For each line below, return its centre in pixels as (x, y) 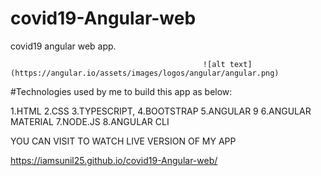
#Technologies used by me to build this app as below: (121, 91)
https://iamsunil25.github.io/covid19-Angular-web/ (114, 160)
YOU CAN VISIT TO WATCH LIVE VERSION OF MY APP (123, 141)
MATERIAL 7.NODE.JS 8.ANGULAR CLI (90, 121)
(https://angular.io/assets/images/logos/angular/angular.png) (145, 73)
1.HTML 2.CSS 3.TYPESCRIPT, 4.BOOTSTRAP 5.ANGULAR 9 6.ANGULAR (161, 111)
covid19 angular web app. (63, 46)
